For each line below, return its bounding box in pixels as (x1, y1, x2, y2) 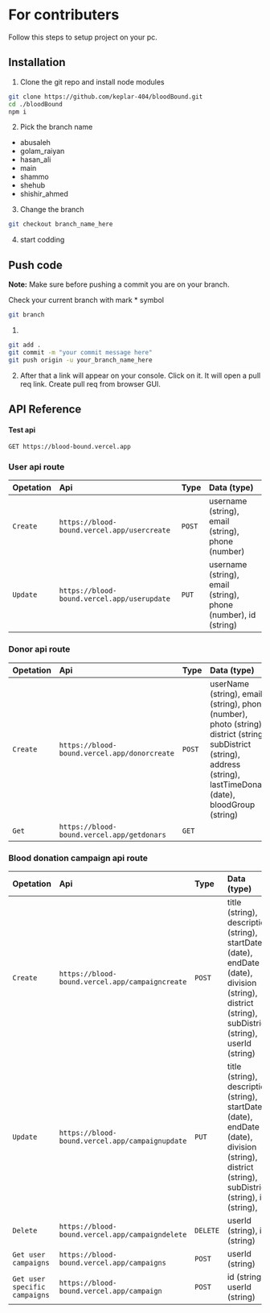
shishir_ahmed (19, 189, 68, 199)
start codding (19, 235, 65, 245)
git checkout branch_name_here (8, 220, 113, 229)
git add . (8, 341, 42, 349)
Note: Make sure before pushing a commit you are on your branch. (8, 280, 230, 289)
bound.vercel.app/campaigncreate (59, 977, 187, 987)
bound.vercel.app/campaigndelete (59, 1230, 187, 1240)
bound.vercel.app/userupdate (59, 594, 171, 603)
